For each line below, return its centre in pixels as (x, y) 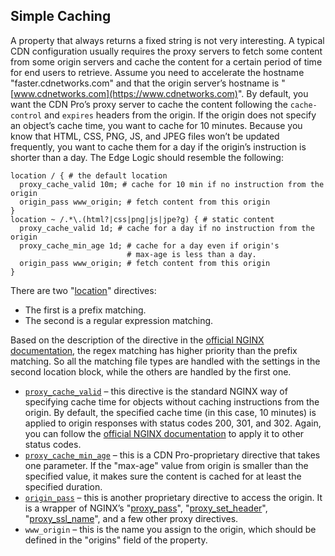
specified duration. (63, 486)
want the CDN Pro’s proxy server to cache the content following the (149, 104)
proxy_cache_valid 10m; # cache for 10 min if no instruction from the (172, 184)
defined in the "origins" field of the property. (116, 540)
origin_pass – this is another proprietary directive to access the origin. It (173, 497)
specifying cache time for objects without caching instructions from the (172, 401)
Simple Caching (61, 16)
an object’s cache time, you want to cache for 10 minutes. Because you (156, 125)
